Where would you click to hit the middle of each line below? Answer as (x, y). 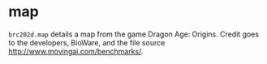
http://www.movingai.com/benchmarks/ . (76, 51)
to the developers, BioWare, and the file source (87, 42)
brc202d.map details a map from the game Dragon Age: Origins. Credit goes (134, 34)
